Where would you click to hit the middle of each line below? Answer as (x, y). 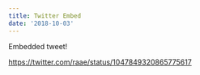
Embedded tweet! (38, 46)
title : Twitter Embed (45, 16)
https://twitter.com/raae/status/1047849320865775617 (100, 62)
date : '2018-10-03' (41, 23)
